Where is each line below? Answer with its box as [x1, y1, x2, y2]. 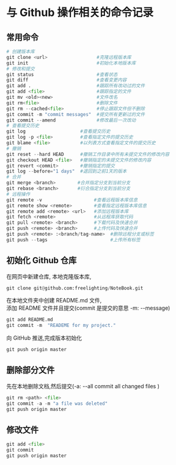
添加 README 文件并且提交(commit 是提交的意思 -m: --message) [6, 304, 170, 312]
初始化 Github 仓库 [6, 255, 77, 266]
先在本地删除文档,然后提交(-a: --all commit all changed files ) [6, 382, 160, 390]
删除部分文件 [6, 365, 55, 375]
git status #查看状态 [6, 71, 118, 77]
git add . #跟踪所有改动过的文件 [6, 83, 145, 89]
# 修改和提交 [6, 66, 35, 72]
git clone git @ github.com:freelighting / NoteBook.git [6, 285, 144, 291]
